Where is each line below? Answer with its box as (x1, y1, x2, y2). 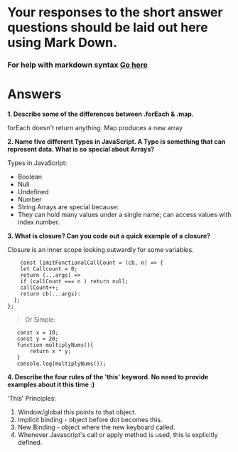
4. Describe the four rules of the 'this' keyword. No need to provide (7, 373, 209, 382)
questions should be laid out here (7, 19, 208, 36)
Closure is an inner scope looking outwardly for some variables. (7, 246, 194, 254)
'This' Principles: (7, 394, 57, 403)
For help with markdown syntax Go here (7, 60, 148, 70)
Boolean (17, 172, 43, 182)
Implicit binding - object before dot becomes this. (17, 416, 163, 424)
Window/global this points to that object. (17, 408, 136, 416)
